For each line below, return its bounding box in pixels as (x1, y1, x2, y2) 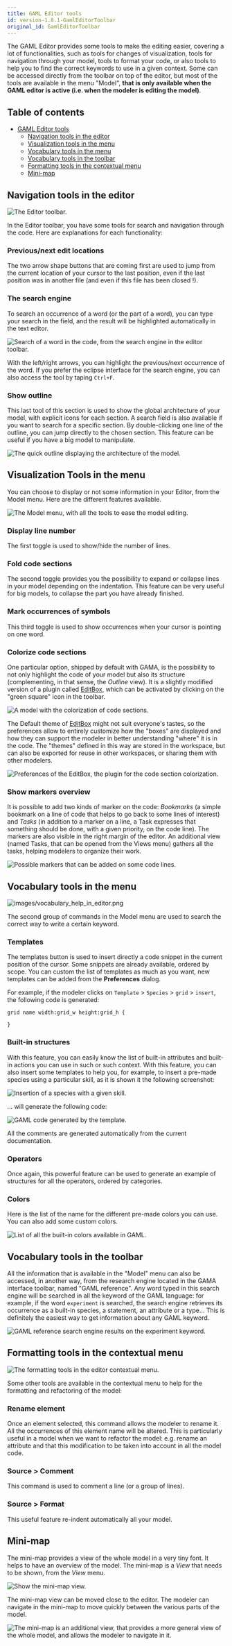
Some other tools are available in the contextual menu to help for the (7, 1379, 203, 1387)
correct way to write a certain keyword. (7, 920, 120, 928)
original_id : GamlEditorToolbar (7, 23, 100, 30)
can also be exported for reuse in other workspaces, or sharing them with (7, 749, 217, 757)
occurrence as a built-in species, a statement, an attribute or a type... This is (7, 1306, 225, 1314)
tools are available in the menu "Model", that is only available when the (7, 79, 212, 87)
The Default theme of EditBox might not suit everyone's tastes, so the (7, 719, 206, 727)
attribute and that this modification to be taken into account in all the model (7, 1441, 222, 1450)
